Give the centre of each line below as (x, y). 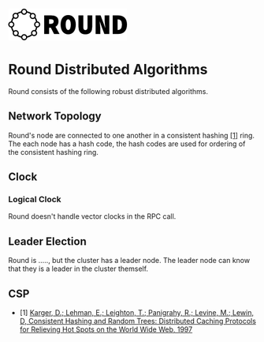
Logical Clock (35, 200)
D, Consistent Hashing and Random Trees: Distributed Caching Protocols (138, 321)
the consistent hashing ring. (53, 152)
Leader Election (47, 241)
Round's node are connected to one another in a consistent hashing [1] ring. (131, 135)
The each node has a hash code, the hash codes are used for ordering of (127, 144)
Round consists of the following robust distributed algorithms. (108, 91)
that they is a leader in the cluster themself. (78, 269)
